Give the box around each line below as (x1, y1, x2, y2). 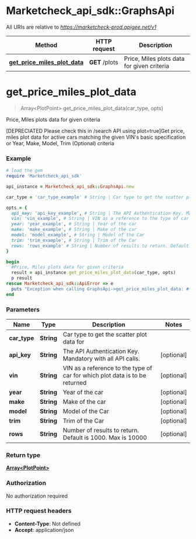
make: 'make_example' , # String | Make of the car (11, 226, 137, 232)
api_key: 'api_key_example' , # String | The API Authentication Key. (11, 210, 184, 216)
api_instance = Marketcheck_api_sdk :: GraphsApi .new (6, 183, 134, 190)
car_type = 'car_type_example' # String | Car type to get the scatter (6, 194, 184, 200)
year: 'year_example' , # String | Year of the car (11, 221, 137, 227)
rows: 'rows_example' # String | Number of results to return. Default (11, 243, 190, 249)
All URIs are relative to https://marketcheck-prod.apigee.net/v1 (6, 23, 156, 30)
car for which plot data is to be (62, 371, 146, 379)
